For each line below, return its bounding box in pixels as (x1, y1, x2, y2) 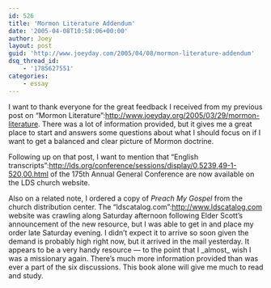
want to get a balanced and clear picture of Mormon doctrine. (8, 136, 214, 146)
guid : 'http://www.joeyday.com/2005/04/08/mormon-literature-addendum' (8, 49, 255, 57)
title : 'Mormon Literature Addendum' (8, 19, 136, 28)
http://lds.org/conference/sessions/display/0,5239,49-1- (48, 160, 237, 170)
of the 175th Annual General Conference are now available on (49, 169, 255, 179)
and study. (8, 270, 44, 280)
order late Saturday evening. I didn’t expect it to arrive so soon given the (8, 227, 249, 237)
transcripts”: (8, 160, 49, 170)
